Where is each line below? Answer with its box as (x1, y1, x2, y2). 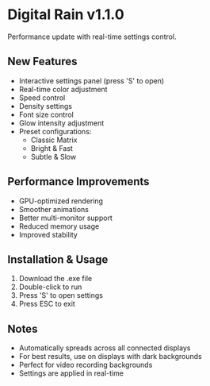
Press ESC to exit (18, 299, 76, 309)
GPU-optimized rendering (18, 196, 104, 206)
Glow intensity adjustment (18, 118, 105, 128)
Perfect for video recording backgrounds (18, 360, 153, 370)
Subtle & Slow (30, 152, 77, 161)
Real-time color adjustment (18, 84, 108, 94)
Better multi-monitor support (18, 213, 113, 222)
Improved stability (18, 230, 78, 239)
